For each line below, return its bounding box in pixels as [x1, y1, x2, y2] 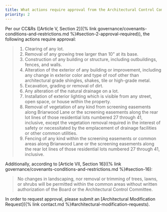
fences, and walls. [24, 62, 62, 68]
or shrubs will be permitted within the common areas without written [17, 181, 158, 187]
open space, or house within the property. [24, 98, 111, 104]
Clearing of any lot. [24, 46, 64, 52]
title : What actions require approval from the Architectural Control [5, 7, 155, 12]
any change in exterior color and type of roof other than [24, 72, 139, 78]
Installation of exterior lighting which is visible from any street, [24, 93, 153, 99]
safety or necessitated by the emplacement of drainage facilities [24, 125, 157, 131]
